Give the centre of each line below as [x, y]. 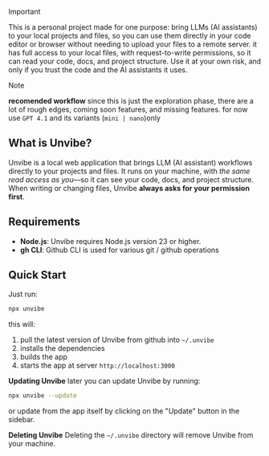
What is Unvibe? [50, 143]
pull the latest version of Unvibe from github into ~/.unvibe [117, 340]
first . [17, 197]
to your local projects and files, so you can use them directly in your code [130, 36]
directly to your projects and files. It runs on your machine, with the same [129, 171]
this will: [22, 324]
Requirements [44, 222]
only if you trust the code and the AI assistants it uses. [98, 70]
